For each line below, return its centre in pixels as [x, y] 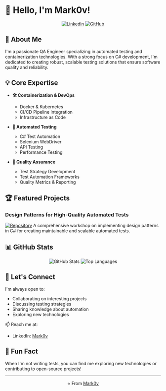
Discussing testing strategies [42, 304]
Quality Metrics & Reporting [48, 182]
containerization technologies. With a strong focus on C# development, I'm [82, 57]
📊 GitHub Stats [29, 247]
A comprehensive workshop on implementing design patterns [96, 226]
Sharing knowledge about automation [50, 309]
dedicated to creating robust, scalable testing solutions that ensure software [83, 62]
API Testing [31, 147]
